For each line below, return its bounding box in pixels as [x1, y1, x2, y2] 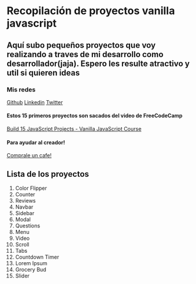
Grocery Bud [15, 266, 46, 273]
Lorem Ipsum [15, 260, 48, 267]
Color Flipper [15, 184, 48, 192]
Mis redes [6, 85, 36, 94]
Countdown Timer [15, 253, 59, 260]
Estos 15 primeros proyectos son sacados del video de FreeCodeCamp [6, 112, 183, 119]
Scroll [15, 241, 29, 248]
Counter [15, 191, 35, 198]
